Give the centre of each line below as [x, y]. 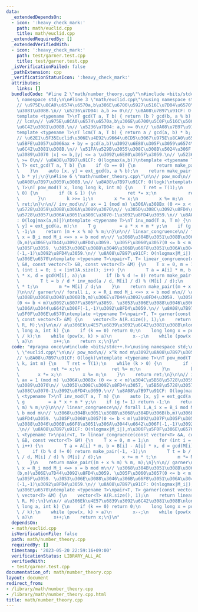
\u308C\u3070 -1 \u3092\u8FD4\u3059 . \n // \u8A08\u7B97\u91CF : [92, 391]
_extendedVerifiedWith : [40, 45]
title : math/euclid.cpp [46, 34]
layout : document [27, 578]
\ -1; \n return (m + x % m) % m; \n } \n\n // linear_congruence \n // [103, 231]
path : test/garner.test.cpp [51, 56]
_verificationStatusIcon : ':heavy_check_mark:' [71, 77]
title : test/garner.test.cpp [52, 61]
